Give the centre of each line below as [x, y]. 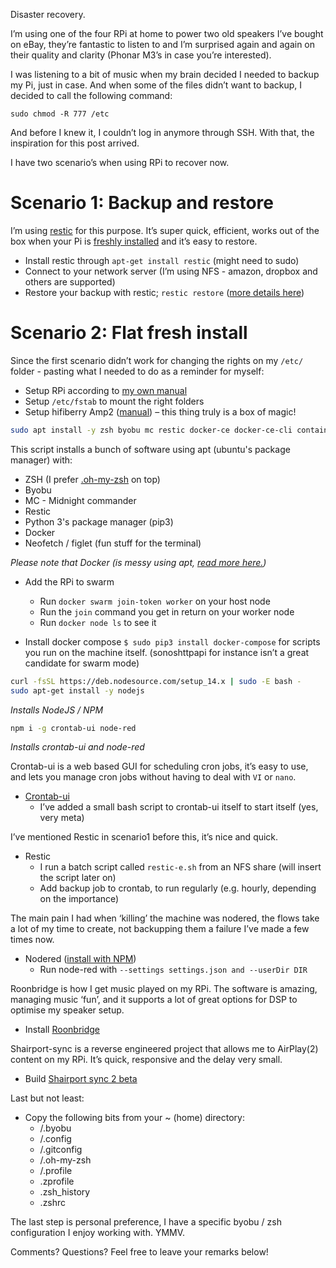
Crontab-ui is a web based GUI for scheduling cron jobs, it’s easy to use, [159, 766]
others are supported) [70, 281]
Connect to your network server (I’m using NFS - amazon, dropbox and [171, 271]
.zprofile [57, 1181]
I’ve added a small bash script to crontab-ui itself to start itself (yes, [179, 807]
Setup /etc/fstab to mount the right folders [114, 401]
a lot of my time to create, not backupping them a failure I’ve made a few [160, 929]
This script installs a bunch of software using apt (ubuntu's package [150, 449]
